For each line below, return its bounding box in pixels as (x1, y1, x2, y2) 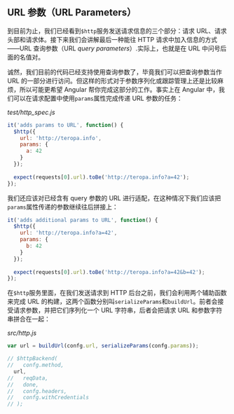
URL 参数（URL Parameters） (7, 6, 137, 19)
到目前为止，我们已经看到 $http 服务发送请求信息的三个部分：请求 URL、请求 (7, 27, 228, 35)
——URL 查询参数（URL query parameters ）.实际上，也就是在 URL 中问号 (7, 44, 221, 53)
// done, (7, 381, 39, 388)
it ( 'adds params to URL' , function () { (7, 121, 124, 128)
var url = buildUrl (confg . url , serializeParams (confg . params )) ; (7, 343, 199, 350)
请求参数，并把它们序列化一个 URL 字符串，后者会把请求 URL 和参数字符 (13, 306, 223, 315)
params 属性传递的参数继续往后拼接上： (7, 202, 118, 211)
